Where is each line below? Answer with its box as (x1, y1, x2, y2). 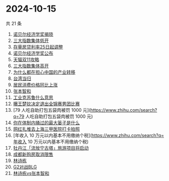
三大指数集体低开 (13, 37, 49, 43)
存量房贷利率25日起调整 (13, 43, 63, 50)
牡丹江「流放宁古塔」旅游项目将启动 (13, 145, 89, 151)
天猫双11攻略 (13, 56, 39, 62)
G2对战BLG (13, 164, 37, 170)
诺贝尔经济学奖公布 (13, 50, 54, 56)
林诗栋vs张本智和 (13, 170, 50, 176)
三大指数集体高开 (13, 63, 49, 69)
